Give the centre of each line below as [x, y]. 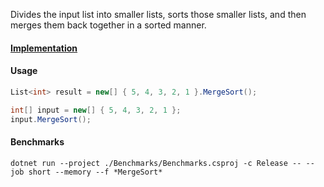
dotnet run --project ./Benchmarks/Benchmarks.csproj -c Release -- [156, 163]
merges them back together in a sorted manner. [108, 25]
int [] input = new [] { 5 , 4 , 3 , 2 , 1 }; [96, 110]
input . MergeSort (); [51, 119]
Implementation [44, 48]
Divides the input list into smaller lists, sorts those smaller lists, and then [158, 14]
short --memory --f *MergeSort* [95, 172]
